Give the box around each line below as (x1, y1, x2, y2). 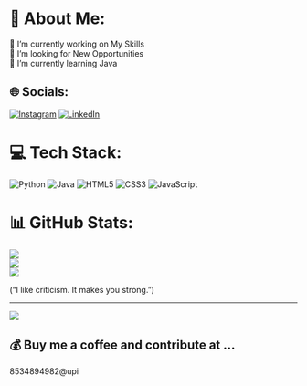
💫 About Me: (9, 8, 106, 29)
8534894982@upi (9, 366, 79, 377)
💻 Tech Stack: (9, 141, 122, 162)
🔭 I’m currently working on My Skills (9, 38, 144, 49)
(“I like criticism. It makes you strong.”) (9, 284, 155, 295)
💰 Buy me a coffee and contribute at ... (9, 338, 236, 353)
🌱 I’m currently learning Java (9, 57, 118, 68)
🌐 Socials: (9, 84, 69, 99)
